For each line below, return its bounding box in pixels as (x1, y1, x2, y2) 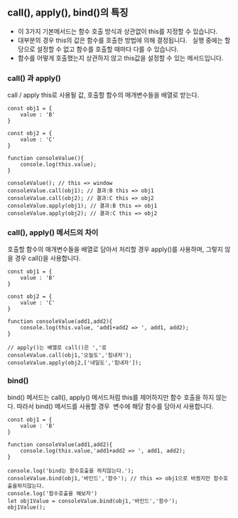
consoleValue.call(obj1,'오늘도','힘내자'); (7, 351, 133, 359)
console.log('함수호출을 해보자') (7, 490, 98, 497)
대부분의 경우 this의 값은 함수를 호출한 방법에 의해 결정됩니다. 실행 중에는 (17, 36, 224, 44)
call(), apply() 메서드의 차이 (7, 228, 99, 238)
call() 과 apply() (7, 73, 62, 83)
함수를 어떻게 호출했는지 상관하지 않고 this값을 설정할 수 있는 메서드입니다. (17, 53, 224, 62)
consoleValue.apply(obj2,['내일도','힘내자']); (7, 359, 142, 366)
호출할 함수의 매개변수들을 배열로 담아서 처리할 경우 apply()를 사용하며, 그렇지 (7, 245, 224, 254)
